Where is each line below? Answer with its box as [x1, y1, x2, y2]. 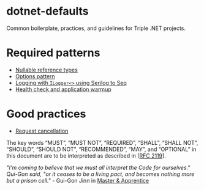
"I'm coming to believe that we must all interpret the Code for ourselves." [6, 164, 191, 171]
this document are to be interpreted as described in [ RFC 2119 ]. [6, 152, 167, 159]
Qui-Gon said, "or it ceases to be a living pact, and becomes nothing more [6, 170, 195, 178]
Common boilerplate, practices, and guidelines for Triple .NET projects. [6, 24, 186, 32]
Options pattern [15, 72, 55, 80]
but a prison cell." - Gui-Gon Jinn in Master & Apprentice [6, 177, 149, 184]
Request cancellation [15, 127, 69, 134]
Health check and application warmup [15, 86, 111, 93]
